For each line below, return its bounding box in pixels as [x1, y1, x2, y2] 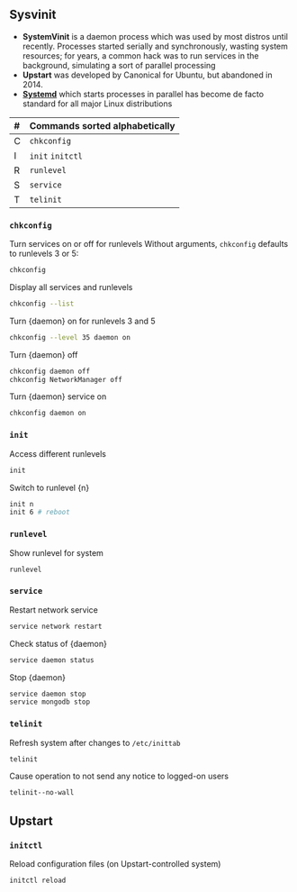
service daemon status [9, 655, 94, 665]
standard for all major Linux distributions [22, 98, 173, 109]
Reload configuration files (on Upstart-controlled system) [9, 858, 221, 869]
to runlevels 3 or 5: [9, 248, 79, 259]
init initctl [29, 150, 84, 161]
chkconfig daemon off [9, 367, 91, 376]
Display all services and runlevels [9, 281, 133, 292]
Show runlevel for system [9, 547, 103, 558]
